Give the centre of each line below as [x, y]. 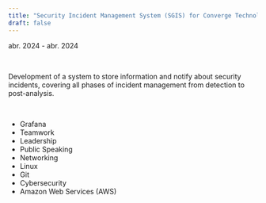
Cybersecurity [43, 182]
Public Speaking [46, 149]
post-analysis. [31, 93]
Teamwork [37, 132]
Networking [39, 157]
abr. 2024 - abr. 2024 [44, 45]
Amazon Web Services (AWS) [68, 191]
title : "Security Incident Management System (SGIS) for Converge [120, 15]
